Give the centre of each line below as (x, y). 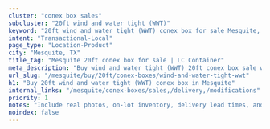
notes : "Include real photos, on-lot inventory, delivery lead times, (129, 105)
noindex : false (34, 113)
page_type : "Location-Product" (61, 46)
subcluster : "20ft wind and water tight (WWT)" (90, 23)
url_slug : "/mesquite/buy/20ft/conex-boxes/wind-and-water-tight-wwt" (129, 75)
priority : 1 (28, 98)
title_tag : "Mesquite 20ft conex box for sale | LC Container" (117, 61)
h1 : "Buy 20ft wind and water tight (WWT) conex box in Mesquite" (122, 83)
